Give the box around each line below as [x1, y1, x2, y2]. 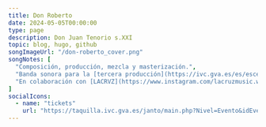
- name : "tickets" [15, 99, 77, 107]
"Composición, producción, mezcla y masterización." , [15, 63, 196, 71]
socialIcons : [8, 92, 51, 100]
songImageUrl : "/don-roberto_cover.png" [8, 48, 144, 56]
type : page [8, 26, 44, 34]
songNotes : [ [8, 56, 51, 64]
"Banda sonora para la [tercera [15, 70, 123, 78]
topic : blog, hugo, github [8, 41, 97, 49]
